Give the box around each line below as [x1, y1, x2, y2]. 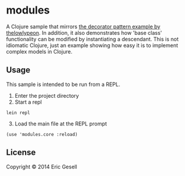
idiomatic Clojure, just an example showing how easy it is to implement [6, 42, 178, 49]
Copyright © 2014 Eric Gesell [6, 163, 77, 170]
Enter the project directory [14, 92, 79, 99]
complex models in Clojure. [6, 48, 73, 55]
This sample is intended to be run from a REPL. [6, 81, 121, 88]
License [6, 148, 36, 158]
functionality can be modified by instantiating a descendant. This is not [6, 35, 179, 42]
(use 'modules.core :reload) [6, 131, 78, 137]
